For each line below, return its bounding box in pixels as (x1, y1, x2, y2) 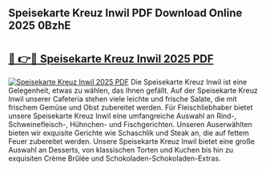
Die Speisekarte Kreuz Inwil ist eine (131, 78, 248, 86)
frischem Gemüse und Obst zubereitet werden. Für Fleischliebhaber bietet (8, 103, 253, 112)
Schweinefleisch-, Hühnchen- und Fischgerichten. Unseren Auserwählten (8, 120, 252, 129)
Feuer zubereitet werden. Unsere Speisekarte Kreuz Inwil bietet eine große (8, 137, 255, 146)
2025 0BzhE (8, 19, 71, 33)
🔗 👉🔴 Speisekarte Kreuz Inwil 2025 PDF (8, 52, 214, 66)
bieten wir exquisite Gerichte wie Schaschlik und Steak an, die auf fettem (8, 128, 250, 137)
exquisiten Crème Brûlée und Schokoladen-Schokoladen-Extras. (8, 153, 221, 163)
